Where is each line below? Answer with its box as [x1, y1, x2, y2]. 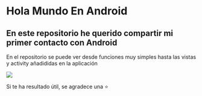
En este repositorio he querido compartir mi [6, 28, 174, 38]
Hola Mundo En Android [6, 4, 128, 18]
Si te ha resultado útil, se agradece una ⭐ [6, 83, 109, 90]
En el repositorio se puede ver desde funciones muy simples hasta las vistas [6, 53, 197, 61]
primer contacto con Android [6, 37, 118, 47]
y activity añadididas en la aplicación [6, 60, 98, 67]
